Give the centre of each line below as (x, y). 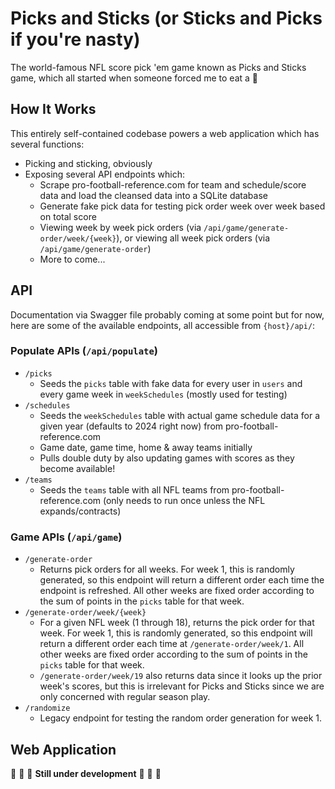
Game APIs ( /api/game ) (66, 537)
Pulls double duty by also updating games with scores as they (167, 458)
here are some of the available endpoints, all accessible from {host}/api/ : (163, 325)
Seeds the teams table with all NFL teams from (134, 489)
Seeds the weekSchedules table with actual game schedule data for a (179, 415)
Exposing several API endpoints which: (105, 174)
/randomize (47, 708)
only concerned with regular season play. (125, 697)
